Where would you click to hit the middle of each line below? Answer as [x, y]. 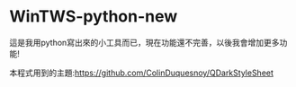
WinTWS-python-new [94, 17]
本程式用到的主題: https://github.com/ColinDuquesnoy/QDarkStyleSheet [142, 73]
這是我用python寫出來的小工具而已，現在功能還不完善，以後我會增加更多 [144, 42]
